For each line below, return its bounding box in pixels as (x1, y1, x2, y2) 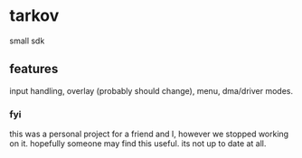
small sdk (9, 35, 45, 46)
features (9, 61, 59, 77)
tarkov (9, 5, 60, 26)
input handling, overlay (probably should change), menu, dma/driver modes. (9, 85, 294, 96)
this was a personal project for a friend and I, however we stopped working (9, 128, 289, 140)
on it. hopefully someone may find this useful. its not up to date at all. (9, 138, 267, 149)
